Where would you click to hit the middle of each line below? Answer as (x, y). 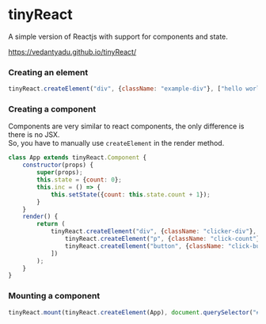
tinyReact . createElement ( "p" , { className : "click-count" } (162, 239)
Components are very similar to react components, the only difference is (126, 126)
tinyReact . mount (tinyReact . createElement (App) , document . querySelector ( (131, 312)
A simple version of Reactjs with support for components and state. (118, 36)
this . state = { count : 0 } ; (80, 180)
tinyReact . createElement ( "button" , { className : (144, 246)
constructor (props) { (58, 165)
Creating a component (52, 109)
